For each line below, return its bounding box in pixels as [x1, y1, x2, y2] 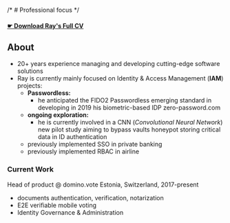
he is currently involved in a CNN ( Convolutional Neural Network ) [37, 118, 223, 127]
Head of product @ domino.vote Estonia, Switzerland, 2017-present [7, 180, 199, 189]
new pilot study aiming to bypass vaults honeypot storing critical [37, 125, 221, 134]
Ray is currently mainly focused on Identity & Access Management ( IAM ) [17, 74, 224, 83]
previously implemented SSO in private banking [27, 140, 163, 149]
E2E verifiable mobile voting [17, 201, 97, 209]
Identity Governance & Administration [17, 208, 124, 216]
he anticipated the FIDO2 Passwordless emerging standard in [37, 96, 212, 105]
